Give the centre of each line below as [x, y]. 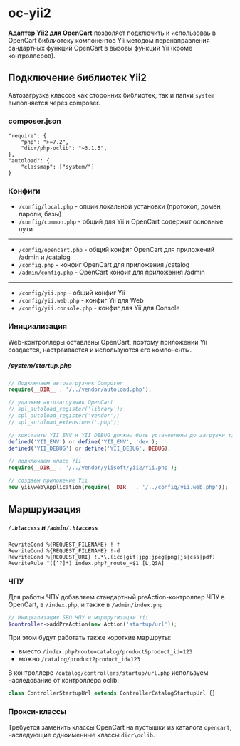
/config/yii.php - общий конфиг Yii [72, 293]
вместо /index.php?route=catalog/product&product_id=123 [105, 651]
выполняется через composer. [54, 103]
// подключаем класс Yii [45, 461]
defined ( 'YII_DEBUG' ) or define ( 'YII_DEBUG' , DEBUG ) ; [90, 448]
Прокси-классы [37, 712]
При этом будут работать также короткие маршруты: [90, 638]
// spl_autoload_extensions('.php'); [64, 422]
